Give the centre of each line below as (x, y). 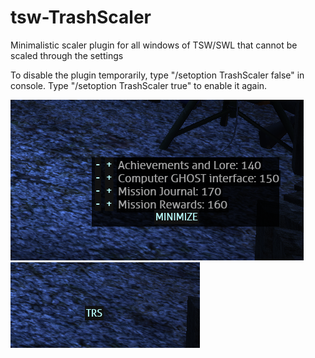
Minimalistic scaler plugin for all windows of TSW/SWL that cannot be (154, 45)
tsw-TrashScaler (81, 17)
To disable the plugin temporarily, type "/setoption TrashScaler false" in (157, 75)
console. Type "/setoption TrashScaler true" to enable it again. (139, 85)
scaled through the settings (67, 55)
